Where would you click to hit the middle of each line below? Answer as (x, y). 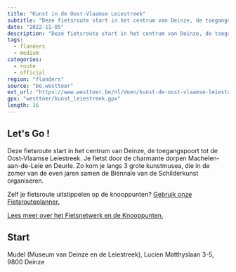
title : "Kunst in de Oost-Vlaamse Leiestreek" (77, 14)
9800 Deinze (26, 261)
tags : (15, 40)
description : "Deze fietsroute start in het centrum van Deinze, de (110, 33)
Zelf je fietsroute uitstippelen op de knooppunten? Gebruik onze (100, 194)
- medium (26, 53)
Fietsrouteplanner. (33, 202)
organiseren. (26, 181)
